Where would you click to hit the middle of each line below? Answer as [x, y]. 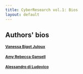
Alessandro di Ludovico [27, 67]
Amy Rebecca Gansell [26, 57]
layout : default [22, 15]
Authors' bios [27, 35]
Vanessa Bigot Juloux [25, 47]
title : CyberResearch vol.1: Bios [42, 10]
